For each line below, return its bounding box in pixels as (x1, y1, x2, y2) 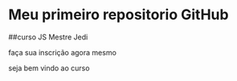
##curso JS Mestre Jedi (8, 32, 88, 42)
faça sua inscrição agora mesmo (8, 47, 116, 57)
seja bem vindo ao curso (8, 63, 90, 73)
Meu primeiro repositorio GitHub (8, 6, 229, 24)
